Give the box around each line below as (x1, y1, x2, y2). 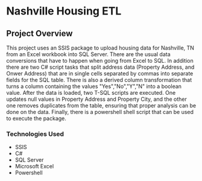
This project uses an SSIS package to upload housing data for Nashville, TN (6, 44, 195, 51)
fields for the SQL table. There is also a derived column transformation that (6, 77, 192, 83)
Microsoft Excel (14, 163, 54, 170)
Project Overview (6, 28, 73, 39)
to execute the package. (6, 115, 66, 122)
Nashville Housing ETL (6, 4, 122, 18)
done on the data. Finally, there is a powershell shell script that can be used (6, 109, 194, 115)
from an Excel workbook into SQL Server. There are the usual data (6, 51, 171, 58)
